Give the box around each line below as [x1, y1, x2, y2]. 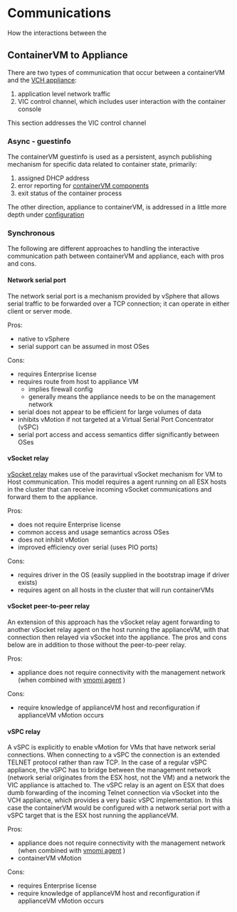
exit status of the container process [17, 189, 122, 197]
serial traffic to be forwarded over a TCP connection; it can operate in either [7, 299, 230, 308]
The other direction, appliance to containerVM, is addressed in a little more [7, 203, 227, 212]
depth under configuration [7, 210, 85, 219]
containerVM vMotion [17, 854, 82, 863]
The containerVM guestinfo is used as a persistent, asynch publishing [7, 152, 212, 161]
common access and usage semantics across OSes [17, 527, 169, 536]
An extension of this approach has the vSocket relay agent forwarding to [7, 618, 221, 626]
